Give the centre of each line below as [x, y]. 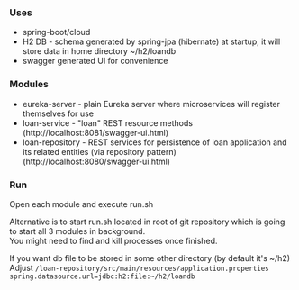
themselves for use [58, 113]
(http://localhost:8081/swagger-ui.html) [95, 132]
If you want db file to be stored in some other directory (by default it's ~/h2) [150, 258]
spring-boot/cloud [56, 32]
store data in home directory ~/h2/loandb [99, 51]
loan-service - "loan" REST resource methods [108, 122]
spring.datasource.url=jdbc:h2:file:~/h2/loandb [102, 276]
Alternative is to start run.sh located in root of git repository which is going [147, 222]
